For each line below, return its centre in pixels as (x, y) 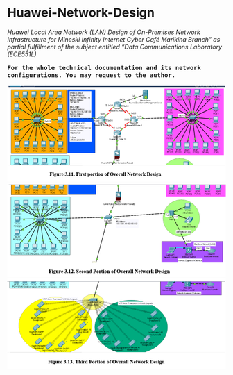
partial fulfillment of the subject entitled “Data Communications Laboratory (115, 47)
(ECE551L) (22, 54)
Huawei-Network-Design (81, 13)
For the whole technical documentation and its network (104, 68)
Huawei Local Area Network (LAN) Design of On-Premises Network (104, 32)
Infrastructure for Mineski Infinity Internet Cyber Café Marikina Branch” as (114, 39)
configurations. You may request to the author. (91, 75)
